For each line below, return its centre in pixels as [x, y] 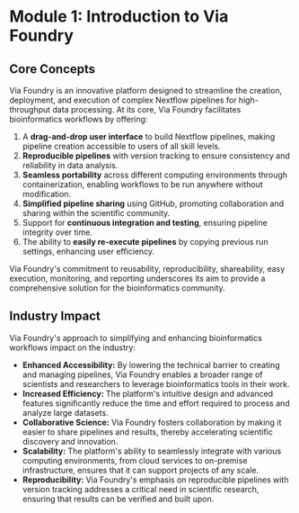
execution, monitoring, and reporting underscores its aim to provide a [137, 278]
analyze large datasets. [66, 412]
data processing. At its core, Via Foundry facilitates [147, 109]
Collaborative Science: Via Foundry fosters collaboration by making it [152, 422]
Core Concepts [53, 69]
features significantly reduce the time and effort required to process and [156, 403]
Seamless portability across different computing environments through [155, 175]
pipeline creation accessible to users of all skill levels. [121, 146]
